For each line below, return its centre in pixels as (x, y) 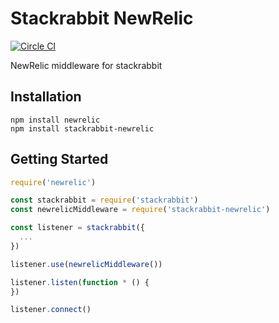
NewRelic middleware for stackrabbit (86, 65)
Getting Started (59, 159)
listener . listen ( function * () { (80, 282)
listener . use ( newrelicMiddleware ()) (86, 264)
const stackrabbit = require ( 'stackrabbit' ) (104, 200)
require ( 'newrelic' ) (53, 182)
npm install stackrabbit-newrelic (82, 128)
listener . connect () (51, 310)
